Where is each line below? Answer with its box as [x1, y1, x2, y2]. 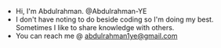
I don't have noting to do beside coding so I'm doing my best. [15, 15, 214, 24]
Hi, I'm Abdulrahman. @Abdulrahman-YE [15, 7, 147, 15]
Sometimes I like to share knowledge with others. [15, 23, 175, 32]
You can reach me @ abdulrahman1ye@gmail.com [15, 31, 178, 40]
